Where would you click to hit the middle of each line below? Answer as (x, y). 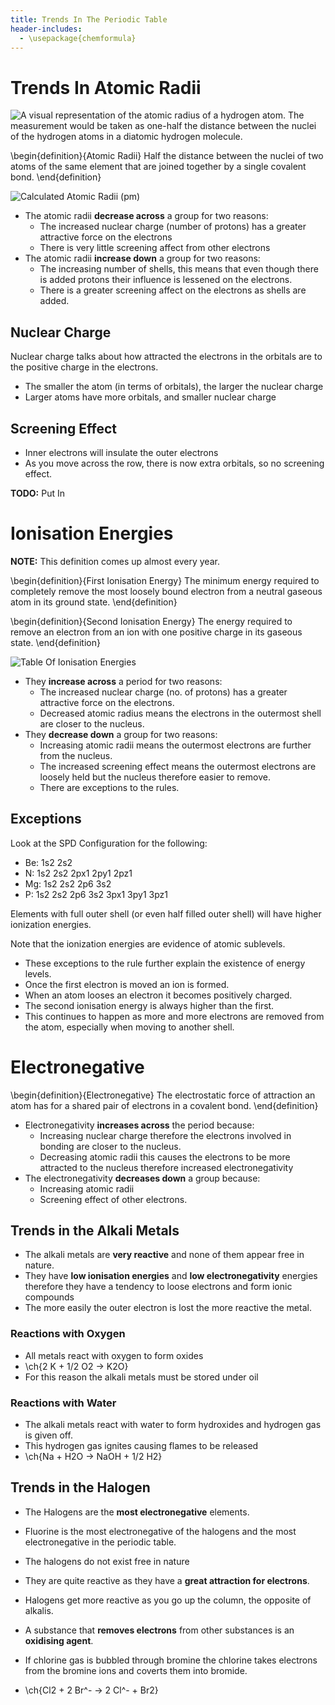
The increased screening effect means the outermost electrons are (178, 766)
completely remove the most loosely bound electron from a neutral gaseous (166, 591)
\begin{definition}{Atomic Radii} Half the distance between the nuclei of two (167, 156)
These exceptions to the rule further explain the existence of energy (165, 963)
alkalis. (39, 1610)
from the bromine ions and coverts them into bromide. (136, 1670)
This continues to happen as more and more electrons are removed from (174, 1016)
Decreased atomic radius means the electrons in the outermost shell (180, 713)
